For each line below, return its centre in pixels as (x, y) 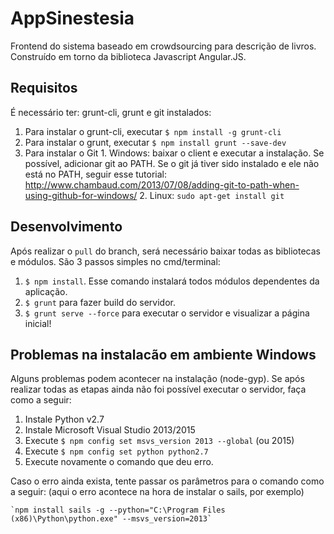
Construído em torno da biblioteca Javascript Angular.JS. (128, 56)
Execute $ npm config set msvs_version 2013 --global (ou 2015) (159, 441)
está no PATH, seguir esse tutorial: (96, 174)
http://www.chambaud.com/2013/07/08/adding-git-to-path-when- (162, 184)
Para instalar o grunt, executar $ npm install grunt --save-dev (155, 142)
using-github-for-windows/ (81, 195)
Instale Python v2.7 (64, 419)
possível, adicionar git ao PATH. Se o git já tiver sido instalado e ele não (172, 163)
